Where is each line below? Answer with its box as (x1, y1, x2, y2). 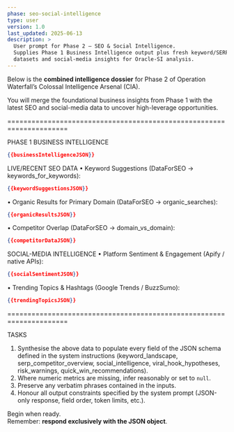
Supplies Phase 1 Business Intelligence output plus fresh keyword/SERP (13, 50, 229, 57)
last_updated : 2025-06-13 (7, 29, 82, 37)
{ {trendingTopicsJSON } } (7, 297, 77, 304)
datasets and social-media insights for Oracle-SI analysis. (13, 56, 195, 63)
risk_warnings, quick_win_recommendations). (17, 366, 148, 375)
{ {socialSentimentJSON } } (7, 271, 79, 278)
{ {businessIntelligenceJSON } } (7, 151, 95, 158)
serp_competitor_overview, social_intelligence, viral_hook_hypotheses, (17, 359, 221, 367)
